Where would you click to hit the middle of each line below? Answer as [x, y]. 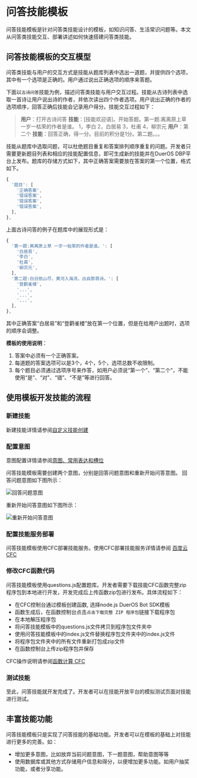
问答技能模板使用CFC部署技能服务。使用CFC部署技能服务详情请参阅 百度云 [97, 548]
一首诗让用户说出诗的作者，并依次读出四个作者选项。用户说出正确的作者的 [101, 99]
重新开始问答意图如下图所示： [42, 505]
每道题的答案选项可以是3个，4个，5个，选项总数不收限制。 [86, 363]
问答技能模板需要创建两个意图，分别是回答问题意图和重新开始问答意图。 [93, 473]
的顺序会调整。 [24, 331]
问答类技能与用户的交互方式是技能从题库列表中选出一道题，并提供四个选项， [98, 72]
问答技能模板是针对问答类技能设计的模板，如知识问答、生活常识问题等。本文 [98, 29]
